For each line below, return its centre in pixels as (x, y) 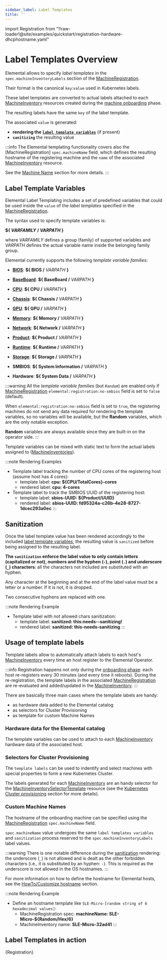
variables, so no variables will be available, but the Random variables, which (83, 417)
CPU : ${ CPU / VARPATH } (39, 289)
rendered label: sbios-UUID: (49, 503)
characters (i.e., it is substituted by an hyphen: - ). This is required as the (79, 863)
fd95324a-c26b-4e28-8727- (110, 503)
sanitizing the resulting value (43, 137)
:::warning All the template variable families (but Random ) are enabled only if (82, 386)
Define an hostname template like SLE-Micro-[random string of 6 (80, 903)
